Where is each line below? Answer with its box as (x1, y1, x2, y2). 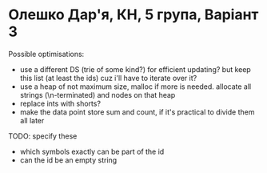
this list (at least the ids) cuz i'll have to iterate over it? (19, 73, 197, 82)
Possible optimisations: (8, 49, 85, 58)
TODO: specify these (8, 131, 78, 141)
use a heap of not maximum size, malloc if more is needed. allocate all (19, 82, 252, 91)
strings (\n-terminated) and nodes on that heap (19, 90, 176, 99)
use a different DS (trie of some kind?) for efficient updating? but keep (19, 64, 252, 74)
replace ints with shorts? (19, 99, 102, 108)
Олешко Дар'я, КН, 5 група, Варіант (8, 6, 259, 24)
